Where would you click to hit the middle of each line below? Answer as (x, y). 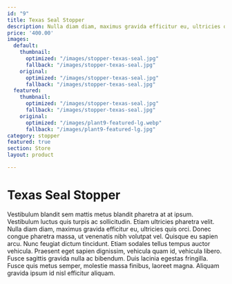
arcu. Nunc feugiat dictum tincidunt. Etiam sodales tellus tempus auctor (109, 243)
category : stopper (33, 135)
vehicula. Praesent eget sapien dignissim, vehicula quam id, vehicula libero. (115, 251)
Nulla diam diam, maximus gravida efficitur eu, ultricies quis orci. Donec (109, 229)
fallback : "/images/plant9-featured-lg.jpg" (90, 129)
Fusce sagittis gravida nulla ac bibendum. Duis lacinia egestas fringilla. (108, 258)
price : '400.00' (30, 33)
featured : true (29, 142)
